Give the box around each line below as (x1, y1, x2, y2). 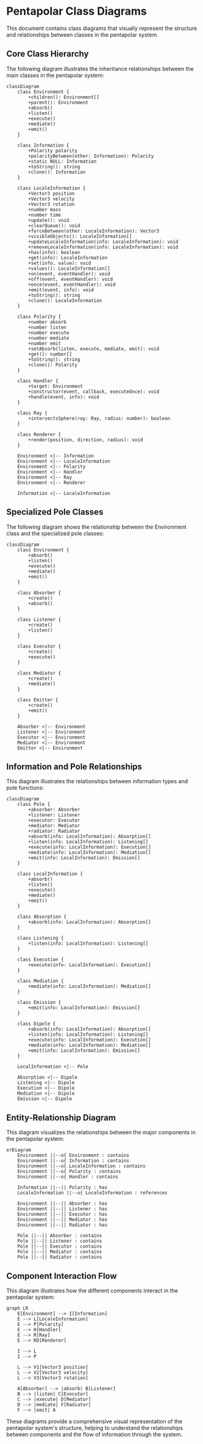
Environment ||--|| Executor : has (17, 1211, 108, 1218)
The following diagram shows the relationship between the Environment (6, 523, 187, 530)
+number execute (28, 329, 69, 336)
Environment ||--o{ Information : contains (17, 1158, 130, 1164)
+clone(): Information (28, 169, 86, 175)
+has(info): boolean (28, 249, 80, 255)
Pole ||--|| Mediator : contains (17, 1249, 102, 1255)
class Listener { (17, 616, 62, 622)
